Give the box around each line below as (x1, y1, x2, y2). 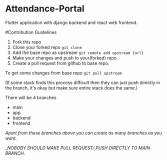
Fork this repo (12, 38, 41, 45)
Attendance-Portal (5, 3, 85, 14)
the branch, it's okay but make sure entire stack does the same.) (5, 84, 138, 90)
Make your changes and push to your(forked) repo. (12, 54, 118, 60)
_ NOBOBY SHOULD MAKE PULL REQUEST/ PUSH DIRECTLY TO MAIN (5, 144, 150, 150)
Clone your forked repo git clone (12, 44, 82, 50)
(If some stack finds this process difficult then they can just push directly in (5, 79, 160, 85)
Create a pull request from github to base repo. (12, 60, 109, 66)
